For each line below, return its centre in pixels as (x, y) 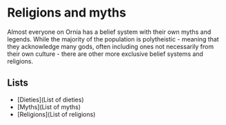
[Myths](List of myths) (49, 107)
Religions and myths (66, 13)
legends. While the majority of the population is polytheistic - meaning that (113, 39)
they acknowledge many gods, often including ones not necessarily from (111, 46)
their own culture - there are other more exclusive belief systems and (105, 54)
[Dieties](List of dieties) (50, 99)
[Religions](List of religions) (56, 114)
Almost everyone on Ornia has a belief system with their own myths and (109, 32)
